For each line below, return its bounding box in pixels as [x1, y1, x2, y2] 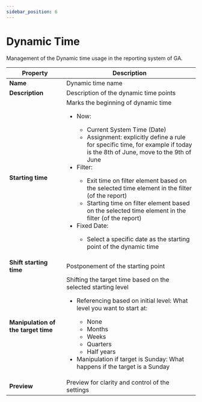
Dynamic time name [66, 79, 123, 87]
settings [66, 385, 89, 394]
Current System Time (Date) [87, 125, 167, 134]
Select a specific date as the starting [87, 235, 190, 243]
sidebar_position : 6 [6, 8, 58, 15]
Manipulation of [9, 318, 56, 326]
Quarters [87, 340, 112, 348]
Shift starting [9, 258, 48, 266]
